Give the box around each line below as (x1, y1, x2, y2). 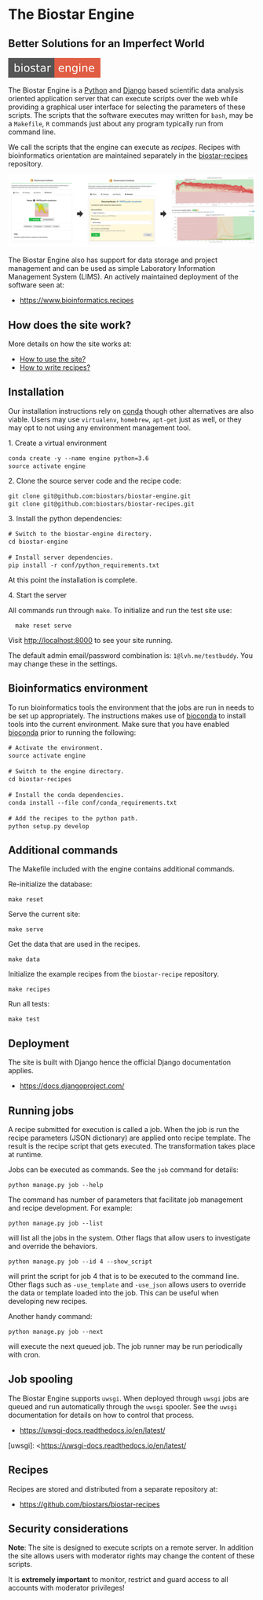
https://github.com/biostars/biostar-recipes (19, 1500, 160, 1509)
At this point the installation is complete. (8, 575, 137, 584)
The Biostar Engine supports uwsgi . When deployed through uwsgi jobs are (8, 1394, 250, 1403)
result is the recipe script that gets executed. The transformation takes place (8, 1142, 256, 1151)
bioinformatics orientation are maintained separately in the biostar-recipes (8, 151, 249, 160)
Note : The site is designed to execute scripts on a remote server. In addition (8, 1543, 254, 1552)
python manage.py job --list (8, 1219, 104, 1228)
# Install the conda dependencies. (8, 791, 125, 798)
